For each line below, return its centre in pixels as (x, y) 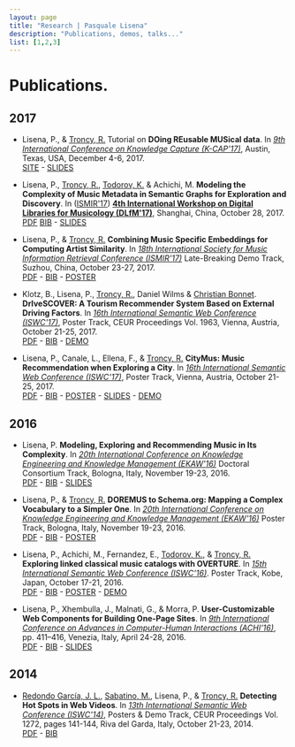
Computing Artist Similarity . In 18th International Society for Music (144, 249)
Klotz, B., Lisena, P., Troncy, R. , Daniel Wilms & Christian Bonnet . (139, 294)
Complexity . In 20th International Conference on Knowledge (132, 454)
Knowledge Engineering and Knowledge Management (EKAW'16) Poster (153, 519)
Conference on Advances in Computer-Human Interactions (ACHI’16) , (149, 628)
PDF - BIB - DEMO (55, 341)
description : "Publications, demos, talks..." (96, 34)
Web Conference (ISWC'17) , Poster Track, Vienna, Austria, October (144, 377)
